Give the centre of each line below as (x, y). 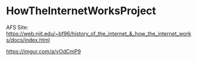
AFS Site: (17, 27)
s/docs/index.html (28, 40)
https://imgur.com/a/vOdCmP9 (44, 51)
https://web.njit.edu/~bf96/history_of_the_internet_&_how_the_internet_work (99, 33)
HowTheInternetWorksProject (81, 11)
